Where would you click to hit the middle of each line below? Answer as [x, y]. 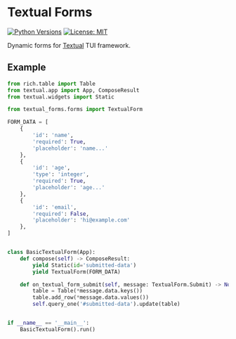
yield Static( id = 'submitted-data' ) [85, 265]
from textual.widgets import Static [61, 97]
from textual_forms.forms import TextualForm [75, 110]
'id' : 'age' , [52, 168]
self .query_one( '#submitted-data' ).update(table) [106, 304]
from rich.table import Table [52, 84]
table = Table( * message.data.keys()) [87, 291]
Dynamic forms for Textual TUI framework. [69, 45]
